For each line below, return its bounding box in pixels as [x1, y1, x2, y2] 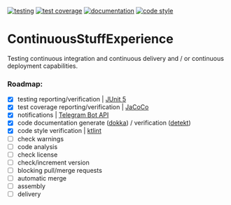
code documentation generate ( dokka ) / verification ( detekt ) [17, 119, 191, 127]
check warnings [17, 134, 64, 143]
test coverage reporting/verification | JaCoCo [17, 103, 149, 111]
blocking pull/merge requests [17, 166, 103, 174]
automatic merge [17, 174, 67, 182]
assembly [17, 182, 45, 190]
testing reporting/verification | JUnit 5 [17, 95, 127, 104]
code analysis [17, 142, 58, 150]
